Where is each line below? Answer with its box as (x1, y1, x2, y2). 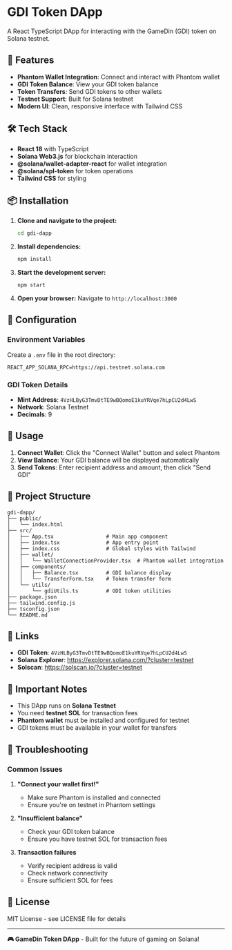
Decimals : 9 (17, 410, 52, 418)
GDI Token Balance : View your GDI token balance (17, 80, 159, 88)
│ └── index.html (7, 521, 64, 528)
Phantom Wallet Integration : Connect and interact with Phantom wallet (17, 72, 220, 81)
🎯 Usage (7, 430, 43, 442)
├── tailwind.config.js (7, 599, 76, 606)
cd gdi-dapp (17, 230, 52, 237)
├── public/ (7, 515, 41, 522)
